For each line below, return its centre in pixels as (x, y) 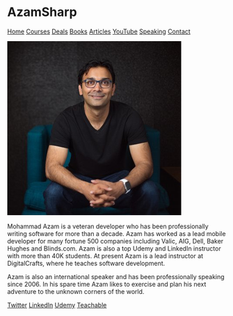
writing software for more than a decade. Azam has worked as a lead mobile (116, 233)
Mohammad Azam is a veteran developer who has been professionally (108, 226)
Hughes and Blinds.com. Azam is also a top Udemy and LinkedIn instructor (114, 248)
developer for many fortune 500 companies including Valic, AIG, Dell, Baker (115, 241)
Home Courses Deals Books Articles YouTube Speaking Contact (99, 31)
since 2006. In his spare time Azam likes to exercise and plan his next (107, 284)
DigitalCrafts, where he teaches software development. (86, 263)
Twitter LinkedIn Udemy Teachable (57, 305)
